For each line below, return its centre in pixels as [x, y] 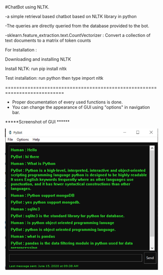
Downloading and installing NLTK [38, 59]
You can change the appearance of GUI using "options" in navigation [81, 107]
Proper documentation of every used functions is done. [67, 102]
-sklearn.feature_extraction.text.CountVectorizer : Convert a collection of [78, 35]
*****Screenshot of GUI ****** [37, 122]
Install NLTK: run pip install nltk [36, 69]
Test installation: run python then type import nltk [54, 78]
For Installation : [21, 50]
